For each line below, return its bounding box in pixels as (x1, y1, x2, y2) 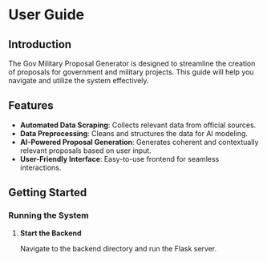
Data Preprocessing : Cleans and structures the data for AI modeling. (19, 128, 249, 138)
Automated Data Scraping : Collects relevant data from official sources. (19, 120, 257, 130)
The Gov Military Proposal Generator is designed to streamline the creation (8, 58, 256, 68)
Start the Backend (19, 228, 82, 238)
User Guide (8, 6, 85, 24)
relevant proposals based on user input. (19, 146, 152, 155)
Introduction (8, 38, 72, 51)
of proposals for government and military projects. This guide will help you (8, 67, 254, 77)
